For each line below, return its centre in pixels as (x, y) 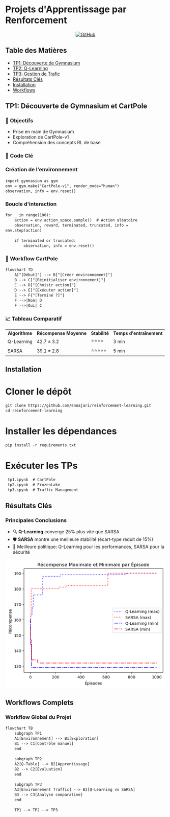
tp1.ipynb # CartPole (32, 480)
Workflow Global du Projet (38, 717)
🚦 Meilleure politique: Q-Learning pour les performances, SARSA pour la (88, 547)
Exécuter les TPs (41, 466)
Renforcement (36, 20)
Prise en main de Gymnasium (43, 132)
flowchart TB (19, 729)
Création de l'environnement (41, 170)
